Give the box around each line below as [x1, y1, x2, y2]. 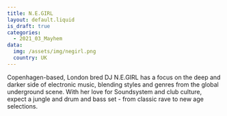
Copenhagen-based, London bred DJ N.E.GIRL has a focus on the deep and [7, 73, 221, 81]
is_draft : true [7, 23, 51, 29]
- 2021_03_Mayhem [13, 35, 63, 42]
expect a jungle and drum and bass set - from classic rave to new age [7, 95, 204, 103]
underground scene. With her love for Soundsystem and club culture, [7, 87, 202, 96]
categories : [7, 29, 41, 36]
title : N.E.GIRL [7, 10, 53, 17]
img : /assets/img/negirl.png [13, 48, 96, 55]
